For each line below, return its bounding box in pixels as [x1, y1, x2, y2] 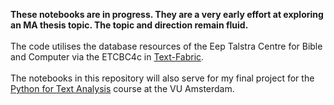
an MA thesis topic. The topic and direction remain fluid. [10, 19, 249, 31]
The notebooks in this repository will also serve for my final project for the [10, 72, 315, 84]
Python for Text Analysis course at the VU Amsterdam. [10, 83, 235, 94]
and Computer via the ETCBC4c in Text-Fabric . [10, 51, 205, 63]
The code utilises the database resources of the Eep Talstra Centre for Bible [10, 40, 323, 52]
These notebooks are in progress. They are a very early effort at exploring [10, 9, 324, 20]
